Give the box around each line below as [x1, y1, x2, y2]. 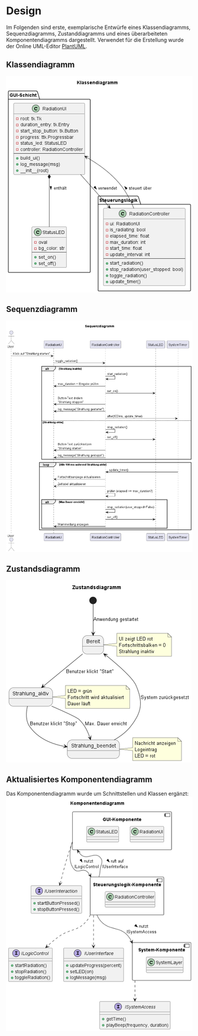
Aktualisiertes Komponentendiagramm [6, 774, 152, 784]
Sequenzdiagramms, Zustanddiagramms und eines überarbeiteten [6, 30, 168, 37]
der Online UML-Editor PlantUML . [6, 43, 87, 50]
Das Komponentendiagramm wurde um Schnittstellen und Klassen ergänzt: [6, 790, 189, 797]
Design [6, 4, 42, 18]
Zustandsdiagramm [6, 564, 81, 574]
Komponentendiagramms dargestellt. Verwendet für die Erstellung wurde [6, 36, 184, 43]
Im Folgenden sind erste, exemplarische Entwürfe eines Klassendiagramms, [6, 24, 191, 31]
